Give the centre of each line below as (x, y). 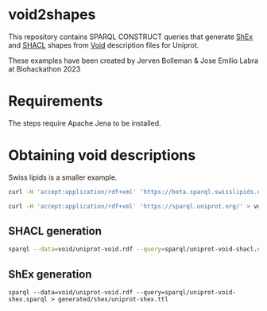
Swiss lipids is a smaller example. (63, 177)
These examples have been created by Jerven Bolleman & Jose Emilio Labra (133, 60)
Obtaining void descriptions (102, 155)
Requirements (56, 101)
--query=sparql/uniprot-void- (186, 293)
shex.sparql (28, 300)
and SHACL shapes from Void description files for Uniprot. (104, 45)
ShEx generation (50, 274)
